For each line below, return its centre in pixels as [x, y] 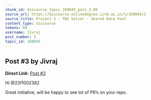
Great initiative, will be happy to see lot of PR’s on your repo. [66, 92]
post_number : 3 [21, 37]
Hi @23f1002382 [22, 83]
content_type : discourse [30, 23]
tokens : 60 [16, 28]
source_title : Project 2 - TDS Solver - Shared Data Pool [66, 19]
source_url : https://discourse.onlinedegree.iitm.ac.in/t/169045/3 [76, 14]
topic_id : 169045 [23, 42]
